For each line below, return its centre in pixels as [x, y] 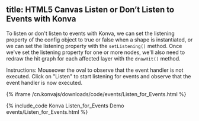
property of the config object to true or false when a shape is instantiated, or [99, 39]
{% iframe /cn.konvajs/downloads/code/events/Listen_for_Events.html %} [96, 94]
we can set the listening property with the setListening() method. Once [94, 46]
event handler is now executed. [44, 82]
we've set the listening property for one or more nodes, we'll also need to [96, 52]
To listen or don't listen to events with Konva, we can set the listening [90, 33]
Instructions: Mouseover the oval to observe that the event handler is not [95, 70]
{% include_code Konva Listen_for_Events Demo [65, 106]
